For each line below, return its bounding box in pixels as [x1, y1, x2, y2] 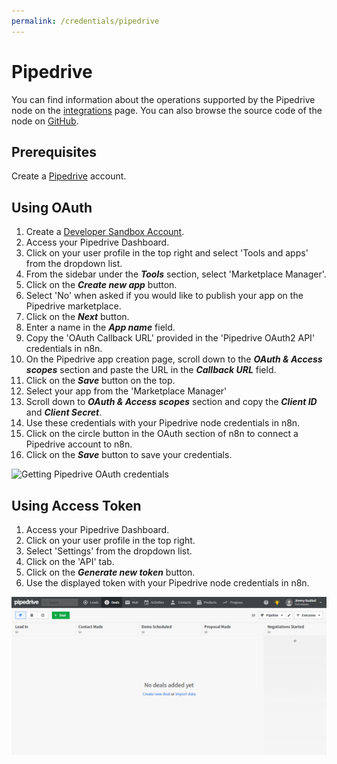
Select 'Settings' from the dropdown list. [25, 545, 193, 557]
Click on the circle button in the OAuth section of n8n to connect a [25, 428, 299, 440]
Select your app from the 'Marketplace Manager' [25, 385, 228, 397]
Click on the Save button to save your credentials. [25, 449, 233, 461]
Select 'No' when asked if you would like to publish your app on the [25, 290, 304, 302]
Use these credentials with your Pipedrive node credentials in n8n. [25, 417, 301, 429]
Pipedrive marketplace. [25, 300, 122, 312]
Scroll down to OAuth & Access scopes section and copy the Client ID [25, 396, 318, 408]
